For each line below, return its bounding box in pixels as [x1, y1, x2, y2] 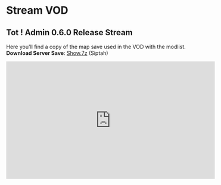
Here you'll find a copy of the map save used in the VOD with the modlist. [6, 43, 186, 50]
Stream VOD [6, 4, 69, 17]
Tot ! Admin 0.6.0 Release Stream [6, 27, 133, 38]
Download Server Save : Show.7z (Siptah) [6, 50, 108, 57]
